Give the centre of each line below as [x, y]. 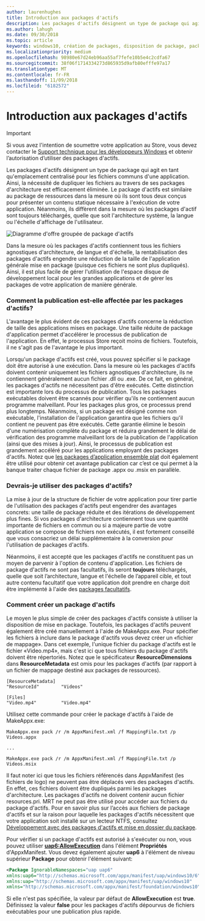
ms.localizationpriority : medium [49, 52]
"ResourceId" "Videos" [45, 687]
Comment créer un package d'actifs [61, 605]
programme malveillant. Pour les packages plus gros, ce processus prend [99, 405]
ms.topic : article [30, 40]
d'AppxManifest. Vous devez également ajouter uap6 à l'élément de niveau [101, 852]
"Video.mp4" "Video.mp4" [49, 703]
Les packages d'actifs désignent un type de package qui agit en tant [92, 170]
